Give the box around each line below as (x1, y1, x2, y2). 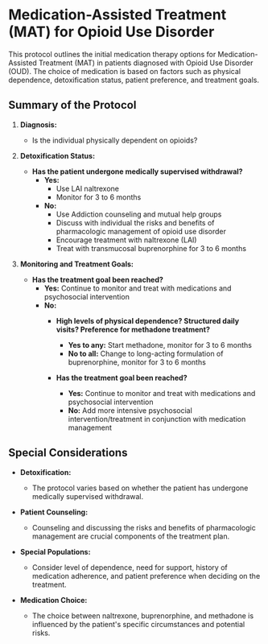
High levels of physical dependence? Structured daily (56, 316, 240, 325)
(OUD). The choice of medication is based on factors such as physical (8, 66, 241, 76)
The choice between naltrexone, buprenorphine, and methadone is (31, 610, 254, 621)
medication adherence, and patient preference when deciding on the (31, 571, 261, 580)
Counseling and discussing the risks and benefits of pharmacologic (31, 522, 256, 532)
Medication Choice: (19, 595, 88, 605)
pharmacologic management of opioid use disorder (56, 226, 227, 236)
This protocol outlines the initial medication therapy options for (8, 49, 216, 59)
